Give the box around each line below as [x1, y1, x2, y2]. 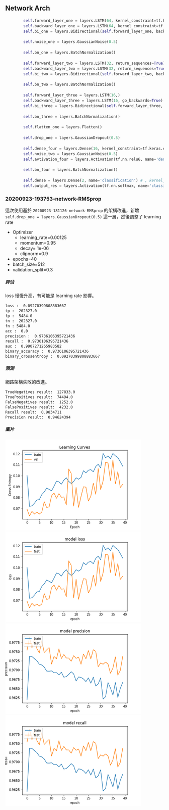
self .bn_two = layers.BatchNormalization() [23, 82, 116, 87]
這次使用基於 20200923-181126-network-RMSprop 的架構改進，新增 [5, 207, 139, 214]
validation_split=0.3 [12, 267, 53, 273]
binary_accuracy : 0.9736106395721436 [5, 349, 89, 354]
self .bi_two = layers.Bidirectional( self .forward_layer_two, [23, 71, 154, 76]
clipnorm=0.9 [20, 251, 48, 257]
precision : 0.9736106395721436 [5, 333, 75, 339]
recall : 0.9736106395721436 [5, 339, 69, 344]
